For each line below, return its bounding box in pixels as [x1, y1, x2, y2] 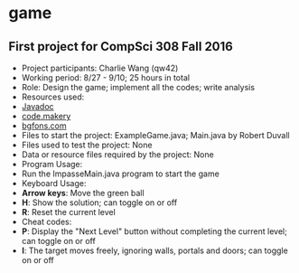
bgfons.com [21, 120, 67, 131]
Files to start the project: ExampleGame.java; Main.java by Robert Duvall [21, 130, 290, 140]
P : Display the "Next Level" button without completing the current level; [21, 226, 288, 237]
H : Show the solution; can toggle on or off [21, 197, 178, 208]
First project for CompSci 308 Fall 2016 [8, 39, 234, 54]
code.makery [21, 111, 71, 121]
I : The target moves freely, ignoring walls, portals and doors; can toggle [21, 245, 288, 256]
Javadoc [21, 101, 55, 111]
